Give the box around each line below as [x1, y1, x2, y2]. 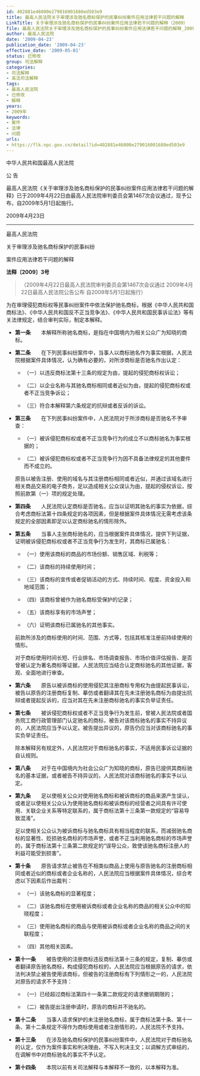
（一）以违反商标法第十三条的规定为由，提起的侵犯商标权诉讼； [23, 369, 180, 376]
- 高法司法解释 [6, 75, 39, 81]
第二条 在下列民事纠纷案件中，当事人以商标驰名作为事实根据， [14, 349, 177, 356]
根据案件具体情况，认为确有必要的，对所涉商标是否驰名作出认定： [20, 356, 182, 363]
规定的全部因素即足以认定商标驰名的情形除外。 [14, 517, 130, 525]
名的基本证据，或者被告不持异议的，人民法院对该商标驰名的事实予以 [14, 772, 182, 779]
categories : [6, 64, 36, 70]
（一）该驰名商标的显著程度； [23, 890, 97, 897]
